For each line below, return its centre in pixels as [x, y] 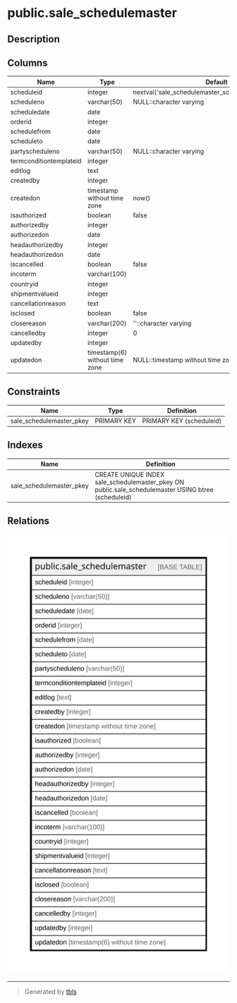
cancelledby [28, 332]
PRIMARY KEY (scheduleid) [182, 421]
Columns [28, 62]
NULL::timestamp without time [177, 360]
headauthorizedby [37, 244]
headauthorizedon [37, 254]
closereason [28, 323]
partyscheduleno [35, 151]
